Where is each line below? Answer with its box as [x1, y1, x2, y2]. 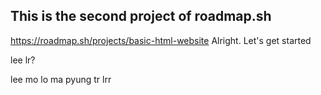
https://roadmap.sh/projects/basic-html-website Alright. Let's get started [10, 34, 312, 46]
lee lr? [10, 54, 36, 66]
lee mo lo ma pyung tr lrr [10, 73, 112, 85]
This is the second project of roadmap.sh [10, 8, 272, 25]
